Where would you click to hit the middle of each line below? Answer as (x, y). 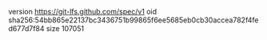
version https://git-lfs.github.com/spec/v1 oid (83, 12)
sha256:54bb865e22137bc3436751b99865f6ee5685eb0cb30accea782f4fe (133, 20)
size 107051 (65, 28)
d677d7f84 (27, 28)
